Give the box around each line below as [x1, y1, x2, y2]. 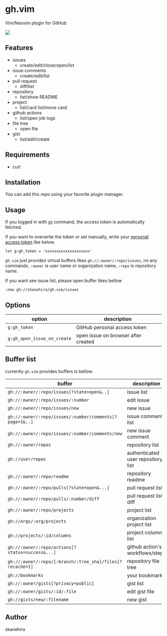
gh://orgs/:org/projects [7, 518, 67, 524]
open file [19, 125, 38, 131]
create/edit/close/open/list [19, 62, 75, 68]
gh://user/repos [7, 456, 46, 462]
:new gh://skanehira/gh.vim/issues [5, 287, 79, 292]
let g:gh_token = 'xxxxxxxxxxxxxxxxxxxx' [5, 249, 92, 254]
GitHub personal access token [76, 324, 147, 331]
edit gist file [127, 588, 155, 595]
